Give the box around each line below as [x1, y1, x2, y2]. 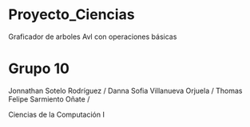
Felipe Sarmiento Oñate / [8, 94, 90, 104]
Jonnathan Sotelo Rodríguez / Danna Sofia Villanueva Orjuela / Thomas [8, 86, 243, 95]
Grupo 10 [8, 60, 70, 78]
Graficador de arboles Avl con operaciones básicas [8, 32, 177, 41]
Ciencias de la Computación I [8, 110, 105, 119]
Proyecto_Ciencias [8, 6, 135, 24]
